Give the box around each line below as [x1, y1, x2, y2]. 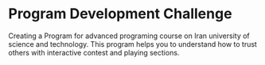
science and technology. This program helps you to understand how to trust [8, 39, 257, 48]
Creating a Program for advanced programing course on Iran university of [8, 31, 251, 40]
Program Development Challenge [8, 5, 232, 23]
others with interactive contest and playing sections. [8, 48, 180, 57]
